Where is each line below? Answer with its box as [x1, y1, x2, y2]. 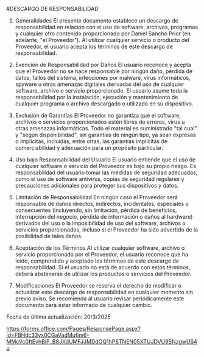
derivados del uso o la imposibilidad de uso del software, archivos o [15, 219, 186, 227]
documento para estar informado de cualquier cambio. [15, 302, 153, 308]
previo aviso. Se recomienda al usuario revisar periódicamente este [15, 295, 185, 302]
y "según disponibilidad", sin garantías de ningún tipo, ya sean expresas [15, 131, 196, 138]
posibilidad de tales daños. [15, 233, 83, 239]
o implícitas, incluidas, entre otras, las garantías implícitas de [15, 138, 168, 145]
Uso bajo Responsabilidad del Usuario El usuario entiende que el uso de [15, 156, 196, 163]
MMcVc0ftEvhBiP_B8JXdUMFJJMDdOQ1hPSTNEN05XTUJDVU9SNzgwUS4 [6, 338, 198, 345]
